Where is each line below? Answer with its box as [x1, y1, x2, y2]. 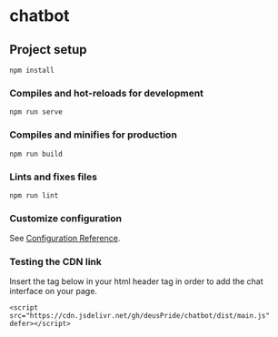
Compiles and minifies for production [9, 128, 177, 141]
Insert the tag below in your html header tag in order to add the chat [9, 276, 263, 287]
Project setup [9, 42, 88, 57]
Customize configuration [9, 211, 123, 224]
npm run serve [9, 107, 64, 117]
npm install [9, 66, 55, 75]
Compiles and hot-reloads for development [9, 87, 204, 99]
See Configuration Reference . [9, 233, 121, 244]
